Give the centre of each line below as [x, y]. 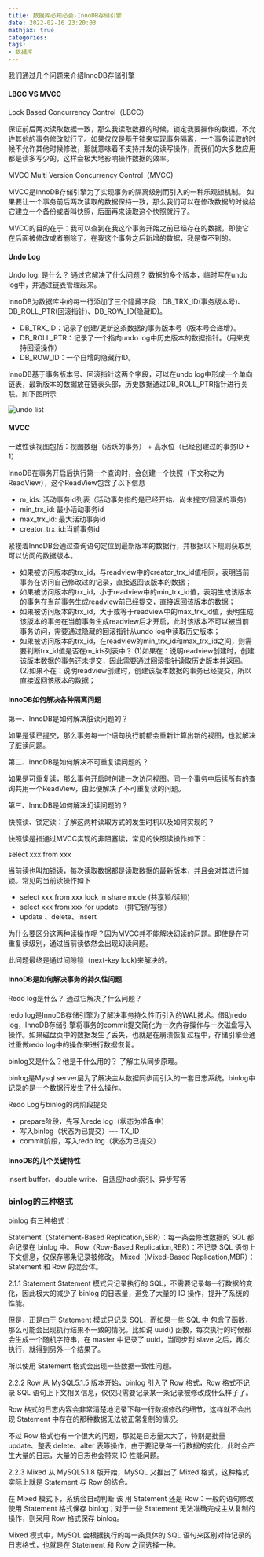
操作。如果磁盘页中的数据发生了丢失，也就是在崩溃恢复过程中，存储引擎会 [128, 1035]
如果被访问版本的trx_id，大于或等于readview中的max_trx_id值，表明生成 [136, 611]
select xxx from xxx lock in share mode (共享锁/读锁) [105, 896]
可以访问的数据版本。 [42, 555]
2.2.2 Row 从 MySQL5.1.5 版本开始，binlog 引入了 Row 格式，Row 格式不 [126, 1382]
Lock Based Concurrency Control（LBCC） [78, 112]
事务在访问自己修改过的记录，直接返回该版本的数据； [106, 582]
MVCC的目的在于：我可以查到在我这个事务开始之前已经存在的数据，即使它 [129, 228]
